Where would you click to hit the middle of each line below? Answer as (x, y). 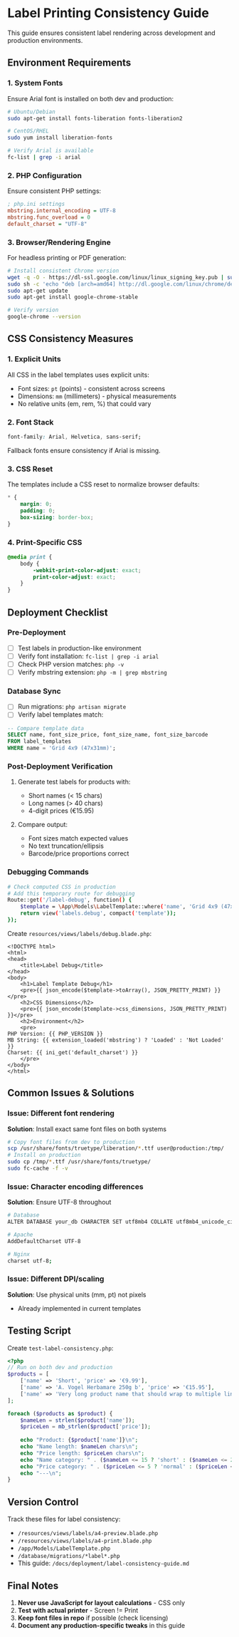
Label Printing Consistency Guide (108, 13)
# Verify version (33, 310)
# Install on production (44, 1155)
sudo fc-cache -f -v (38, 1169)
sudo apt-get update (38, 291)
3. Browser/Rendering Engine (59, 242)
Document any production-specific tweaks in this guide (101, 1625)
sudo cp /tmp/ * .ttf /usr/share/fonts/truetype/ (79, 1162)
